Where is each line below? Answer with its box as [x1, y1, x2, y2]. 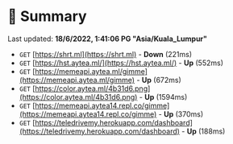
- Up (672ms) [135, 75, 182, 84]
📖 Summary [7, 7, 87, 26]
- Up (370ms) [158, 109, 204, 119]
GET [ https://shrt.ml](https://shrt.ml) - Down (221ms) [19, 49, 193, 59]
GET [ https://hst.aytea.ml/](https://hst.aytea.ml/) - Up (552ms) [19, 58, 223, 68]
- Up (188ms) [181, 126, 226, 136]
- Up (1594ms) [139, 92, 188, 101]
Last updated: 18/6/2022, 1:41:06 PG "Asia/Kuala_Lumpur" [7, 34, 207, 43]
